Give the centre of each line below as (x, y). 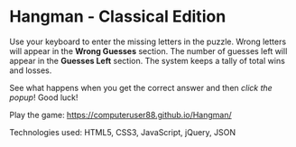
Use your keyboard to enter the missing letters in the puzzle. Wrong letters (148, 41)
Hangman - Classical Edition (118, 17)
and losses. (31, 70)
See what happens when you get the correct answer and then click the (141, 87)
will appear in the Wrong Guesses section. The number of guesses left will (148, 51)
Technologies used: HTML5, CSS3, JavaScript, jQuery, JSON (123, 132)
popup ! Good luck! (44, 97)
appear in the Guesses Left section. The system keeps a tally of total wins (148, 60)
